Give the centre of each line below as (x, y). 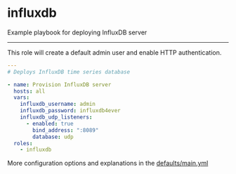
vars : (22, 98)
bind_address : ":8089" (66, 130)
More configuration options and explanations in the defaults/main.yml (108, 163)
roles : (23, 143)
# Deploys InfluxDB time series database (69, 72)
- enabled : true (50, 123)
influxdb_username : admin (58, 104)
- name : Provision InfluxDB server (59, 85)
